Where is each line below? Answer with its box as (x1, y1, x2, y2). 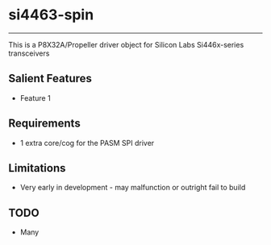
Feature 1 (19, 93, 51, 102)
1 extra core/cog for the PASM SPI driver (19, 138, 155, 147)
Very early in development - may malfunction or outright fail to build (19, 183, 246, 193)
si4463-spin (8, 6, 94, 24)
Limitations (8, 161, 66, 175)
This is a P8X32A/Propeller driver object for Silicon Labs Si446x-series (8, 39, 244, 49)
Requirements (8, 117, 81, 131)
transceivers (8, 48, 50, 58)
